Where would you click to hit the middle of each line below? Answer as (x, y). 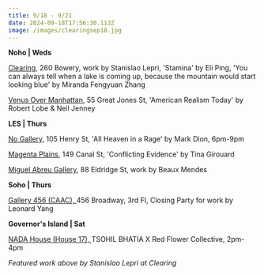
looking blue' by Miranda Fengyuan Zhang (77, 85)
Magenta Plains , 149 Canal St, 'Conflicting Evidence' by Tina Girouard (121, 154)
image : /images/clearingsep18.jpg (65, 30)
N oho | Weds (30, 53)
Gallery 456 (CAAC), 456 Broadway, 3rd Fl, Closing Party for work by (121, 200)
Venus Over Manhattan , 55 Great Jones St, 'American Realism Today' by (126, 100)
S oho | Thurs (30, 185)
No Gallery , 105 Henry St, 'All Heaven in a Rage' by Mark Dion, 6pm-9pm (126, 139)
